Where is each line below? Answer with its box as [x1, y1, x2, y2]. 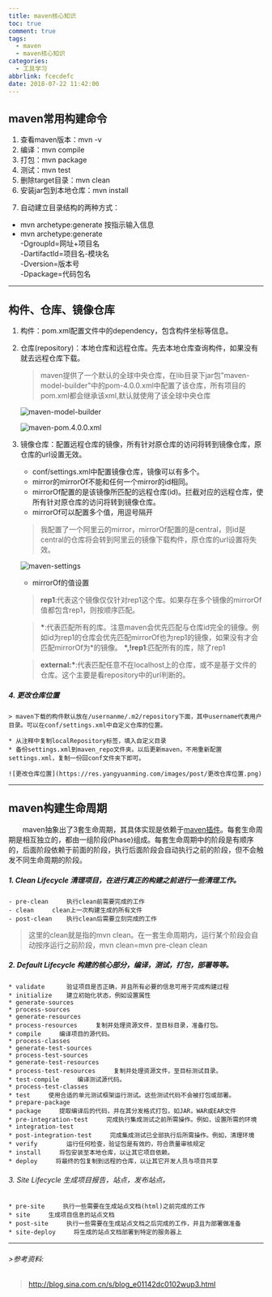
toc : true [8, 19, 42, 28]
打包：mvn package [19, 155, 87, 165]
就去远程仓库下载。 [19, 354, 85, 363]
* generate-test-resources [8, 1058, 100, 1067]
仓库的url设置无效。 [19, 449, 87, 459]
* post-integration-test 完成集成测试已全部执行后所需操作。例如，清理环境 [8, 1131, 255, 1140]
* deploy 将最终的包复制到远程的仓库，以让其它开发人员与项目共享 [8, 1157, 219, 1165]
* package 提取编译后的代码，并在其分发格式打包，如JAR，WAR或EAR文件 [8, 1106, 237, 1115]
